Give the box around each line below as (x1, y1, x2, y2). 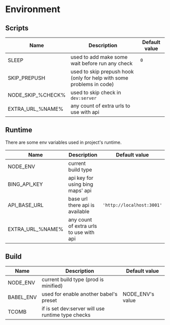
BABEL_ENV (8, 294, 37, 301)
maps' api (68, 187, 92, 194)
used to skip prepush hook (70, 68, 134, 75)
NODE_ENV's (122, 290, 154, 297)
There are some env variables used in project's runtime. (5, 139, 122, 145)
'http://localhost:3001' (102, 202, 162, 208)
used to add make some (70, 54, 128, 60)
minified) (41, 282, 63, 289)
